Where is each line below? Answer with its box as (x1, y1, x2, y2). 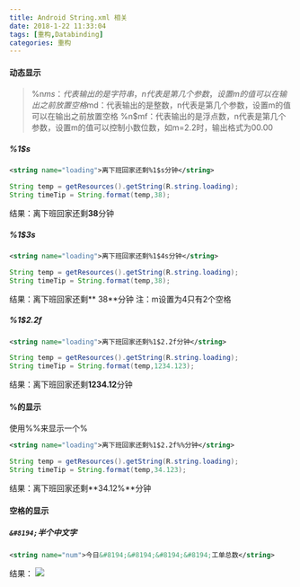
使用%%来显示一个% (9, 423, 88, 434)
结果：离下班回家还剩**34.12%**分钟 (9, 483, 152, 494)
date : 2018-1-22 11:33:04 (9, 22, 106, 31)
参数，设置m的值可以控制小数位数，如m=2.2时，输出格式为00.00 (31, 122, 274, 133)
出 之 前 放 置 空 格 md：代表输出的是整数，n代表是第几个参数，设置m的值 (31, 100, 292, 110)
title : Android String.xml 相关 (9, 13, 128, 22)
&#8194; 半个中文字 (9, 527, 78, 539)
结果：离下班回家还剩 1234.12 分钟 (9, 379, 133, 390)
